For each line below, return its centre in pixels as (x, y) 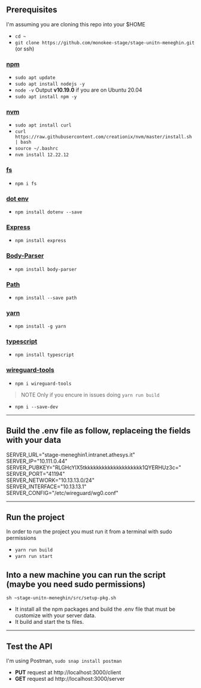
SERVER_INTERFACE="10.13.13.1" (46, 486)
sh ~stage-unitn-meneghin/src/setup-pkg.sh (61, 598)
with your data (34, 440)
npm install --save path (46, 298)
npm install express (40, 241)
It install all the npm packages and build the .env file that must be (95, 609)
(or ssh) (25, 49)
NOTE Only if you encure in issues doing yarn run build (90, 394)
